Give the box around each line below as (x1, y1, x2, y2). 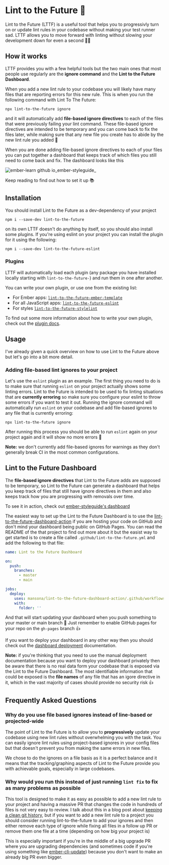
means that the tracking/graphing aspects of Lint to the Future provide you (5, 760, 160, 766)
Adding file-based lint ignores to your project (5, 366, 118, 373)
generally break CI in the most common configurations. (5, 449, 120, 455)
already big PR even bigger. (5, 854, 62, 860)
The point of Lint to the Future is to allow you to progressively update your (5, 729, 160, 735)
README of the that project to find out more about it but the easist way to (5, 529, 157, 535)
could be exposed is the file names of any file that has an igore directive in (5, 674, 160, 680)
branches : (14, 568, 35, 573)
